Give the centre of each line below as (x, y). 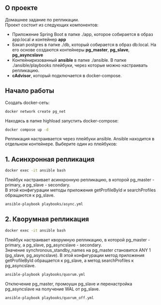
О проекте (21, 8)
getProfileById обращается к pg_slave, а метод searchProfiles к (69, 260)
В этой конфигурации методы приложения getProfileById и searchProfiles (80, 190)
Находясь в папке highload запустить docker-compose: (62, 120)
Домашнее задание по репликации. (42, 19)
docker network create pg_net (36, 111)
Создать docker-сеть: (27, 102)
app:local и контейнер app (39, 39)
